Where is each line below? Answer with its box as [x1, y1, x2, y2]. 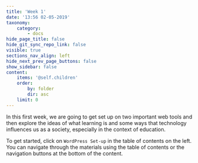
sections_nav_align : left [6, 53, 70, 59]
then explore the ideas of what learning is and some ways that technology [6, 119, 187, 126]
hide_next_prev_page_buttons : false [6, 58, 97, 64]
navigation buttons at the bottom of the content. [6, 149, 123, 157]
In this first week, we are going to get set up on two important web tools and [6, 113, 193, 120]
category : [17, 25, 41, 31]
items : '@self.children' [17, 75, 78, 81]
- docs [27, 31, 44, 37]
